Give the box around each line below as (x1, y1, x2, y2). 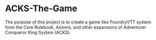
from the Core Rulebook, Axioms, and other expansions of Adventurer (5, 24, 146, 30)
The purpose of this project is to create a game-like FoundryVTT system (5, 19, 151, 25)
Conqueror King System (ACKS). (5, 29, 71, 35)
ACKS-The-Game (5, 3, 78, 14)
